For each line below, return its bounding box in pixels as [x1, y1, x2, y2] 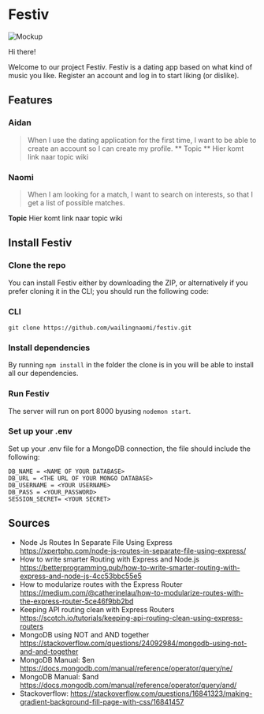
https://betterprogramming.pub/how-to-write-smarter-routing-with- [19, 562, 240, 572]
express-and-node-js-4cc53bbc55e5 [19, 571, 142, 581]
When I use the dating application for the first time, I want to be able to [27, 135, 257, 145]
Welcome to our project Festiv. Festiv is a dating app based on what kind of [8, 62, 253, 72]
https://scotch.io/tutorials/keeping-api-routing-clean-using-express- [19, 613, 244, 622]
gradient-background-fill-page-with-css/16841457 [19, 697, 184, 706]
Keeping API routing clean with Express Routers [19, 604, 175, 614]
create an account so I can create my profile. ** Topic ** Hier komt [27, 144, 244, 153]
